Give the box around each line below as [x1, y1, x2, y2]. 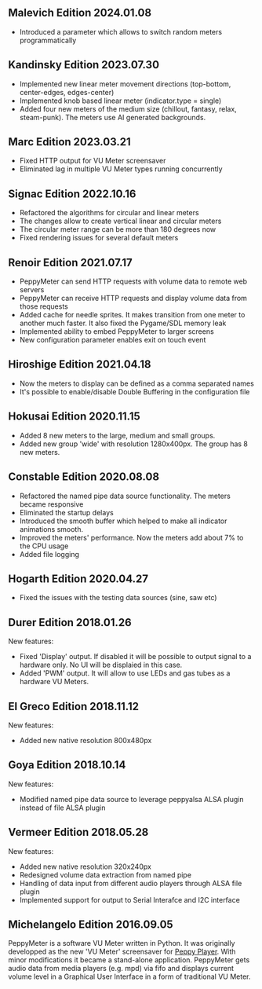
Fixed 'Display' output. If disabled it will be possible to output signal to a [19, 652, 252, 661]
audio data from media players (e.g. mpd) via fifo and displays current [8, 964, 234, 973]
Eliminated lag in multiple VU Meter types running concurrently [19, 164, 223, 174]
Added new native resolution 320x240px [19, 862, 151, 871]
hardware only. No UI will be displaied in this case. [19, 660, 183, 670]
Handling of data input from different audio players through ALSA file [19, 878, 242, 888]
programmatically [19, 35, 77, 45]
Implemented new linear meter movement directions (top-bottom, [19, 79, 231, 89]
